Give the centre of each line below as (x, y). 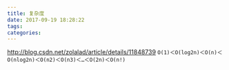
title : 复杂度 (26, 13)
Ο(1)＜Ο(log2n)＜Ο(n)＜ (190, 53)
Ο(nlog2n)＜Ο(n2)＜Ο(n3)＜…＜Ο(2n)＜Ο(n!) (67, 60)
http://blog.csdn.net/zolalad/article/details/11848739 (82, 52)
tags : (15, 26)
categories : (24, 33)
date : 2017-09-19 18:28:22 (46, 20)
